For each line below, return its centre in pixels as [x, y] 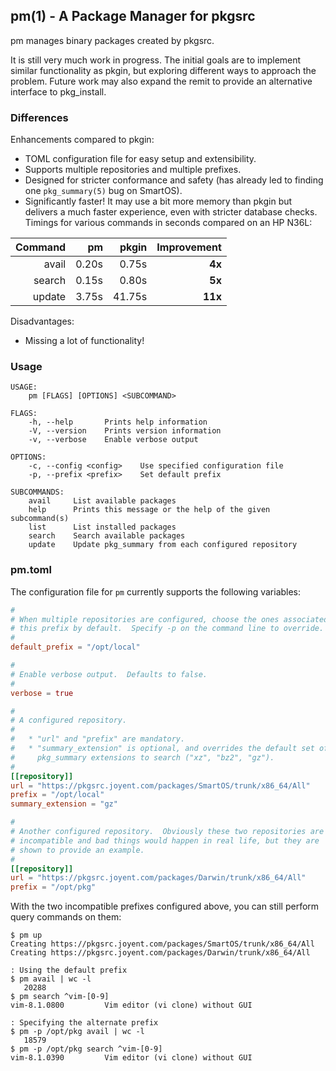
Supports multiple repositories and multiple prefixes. [133, 170]
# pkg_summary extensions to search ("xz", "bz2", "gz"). [142, 757]
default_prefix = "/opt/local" [75, 647]
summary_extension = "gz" [64, 804]
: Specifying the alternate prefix [84, 1023]
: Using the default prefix [69, 970]
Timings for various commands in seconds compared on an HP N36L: [168, 223]
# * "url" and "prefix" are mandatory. [98, 739]
